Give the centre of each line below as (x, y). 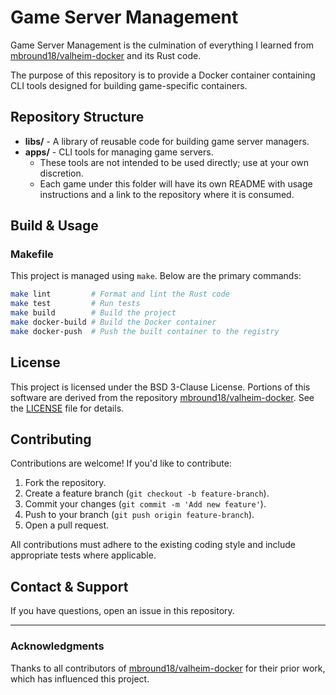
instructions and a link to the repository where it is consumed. (167, 194)
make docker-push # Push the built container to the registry (145, 331)
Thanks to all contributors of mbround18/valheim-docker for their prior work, (168, 668)
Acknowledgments (57, 646)
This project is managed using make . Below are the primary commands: (156, 276)
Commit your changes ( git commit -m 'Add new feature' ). (145, 504)
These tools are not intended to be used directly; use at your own (174, 162)
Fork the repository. (65, 483)
